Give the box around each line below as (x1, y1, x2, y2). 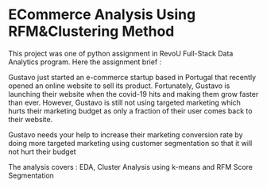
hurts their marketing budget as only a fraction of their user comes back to (8, 106, 253, 116)
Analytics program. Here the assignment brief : (8, 57, 162, 67)
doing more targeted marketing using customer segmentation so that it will (8, 138, 253, 148)
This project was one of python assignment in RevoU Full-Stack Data (8, 48, 234, 58)
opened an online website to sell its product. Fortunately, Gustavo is (8, 81, 230, 90)
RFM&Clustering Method (8, 22, 175, 40)
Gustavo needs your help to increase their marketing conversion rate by (8, 129, 244, 140)
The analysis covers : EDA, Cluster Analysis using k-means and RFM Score (8, 162, 253, 171)
